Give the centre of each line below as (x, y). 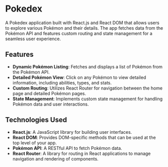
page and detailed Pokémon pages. (49, 93)
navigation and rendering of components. (56, 158)
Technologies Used (36, 120)
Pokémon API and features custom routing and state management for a (79, 33)
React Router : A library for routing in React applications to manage (81, 153)
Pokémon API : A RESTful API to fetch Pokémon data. (67, 148)
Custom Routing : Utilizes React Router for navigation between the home (88, 88)
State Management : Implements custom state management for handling (88, 99)
